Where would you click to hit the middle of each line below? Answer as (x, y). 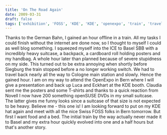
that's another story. (26, 128)
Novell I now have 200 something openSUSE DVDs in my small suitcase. (79, 96)
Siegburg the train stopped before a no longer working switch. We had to (80, 69)
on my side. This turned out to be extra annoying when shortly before (76, 64)
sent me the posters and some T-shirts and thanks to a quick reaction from (82, 90)
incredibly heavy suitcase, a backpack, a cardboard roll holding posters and (83, 54)
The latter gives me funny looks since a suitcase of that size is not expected (83, 101)
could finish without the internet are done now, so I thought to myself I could (83, 43)
